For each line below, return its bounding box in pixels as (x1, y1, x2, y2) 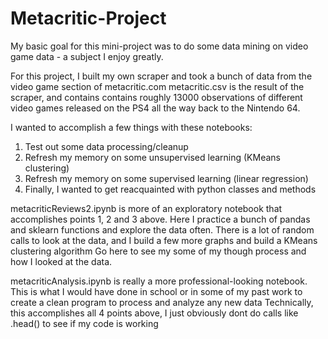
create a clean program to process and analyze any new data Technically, (10, 296, 314, 308)
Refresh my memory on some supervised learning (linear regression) (24, 172, 309, 184)
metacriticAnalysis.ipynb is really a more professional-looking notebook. (10, 275, 308, 287)
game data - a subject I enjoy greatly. (10, 50, 164, 62)
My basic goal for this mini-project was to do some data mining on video (10, 40, 309, 52)
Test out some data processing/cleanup (24, 140, 189, 152)
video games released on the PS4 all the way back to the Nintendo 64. (10, 102, 301, 114)
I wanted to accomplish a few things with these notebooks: (10, 121, 253, 133)
